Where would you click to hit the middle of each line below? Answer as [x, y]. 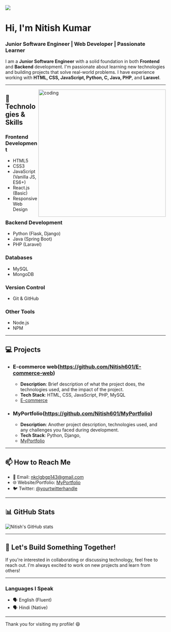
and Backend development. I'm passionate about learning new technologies [85, 67]
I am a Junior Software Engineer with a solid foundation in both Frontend [82, 62]
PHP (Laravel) [27, 244]
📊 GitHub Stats [30, 512]
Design [20, 209]
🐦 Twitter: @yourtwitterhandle [45, 488]
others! [13, 570]
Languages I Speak [29, 588]
